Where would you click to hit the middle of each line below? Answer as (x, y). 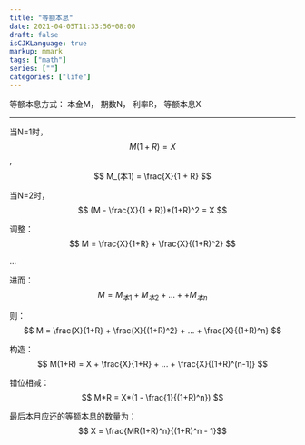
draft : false (34, 35)
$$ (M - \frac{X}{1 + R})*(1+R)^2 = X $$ (152, 210)
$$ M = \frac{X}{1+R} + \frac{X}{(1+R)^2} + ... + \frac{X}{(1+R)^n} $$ (152, 330)
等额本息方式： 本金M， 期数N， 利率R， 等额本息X (105, 104)
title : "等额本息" (42, 18)
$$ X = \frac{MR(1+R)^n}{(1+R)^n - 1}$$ (152, 430)
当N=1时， (29, 132)
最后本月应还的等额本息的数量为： (73, 416)
